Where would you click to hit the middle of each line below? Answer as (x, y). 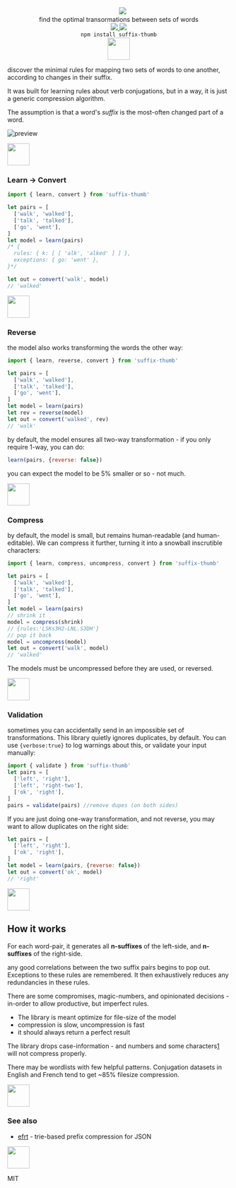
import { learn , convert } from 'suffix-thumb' (79, 195)
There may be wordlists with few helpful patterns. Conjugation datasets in (115, 1067)
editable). (21, 543)
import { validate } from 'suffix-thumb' (69, 766)
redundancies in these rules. (49, 982)
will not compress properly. (47, 1053)
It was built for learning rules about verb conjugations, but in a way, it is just (117, 91)
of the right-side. (58, 953)
